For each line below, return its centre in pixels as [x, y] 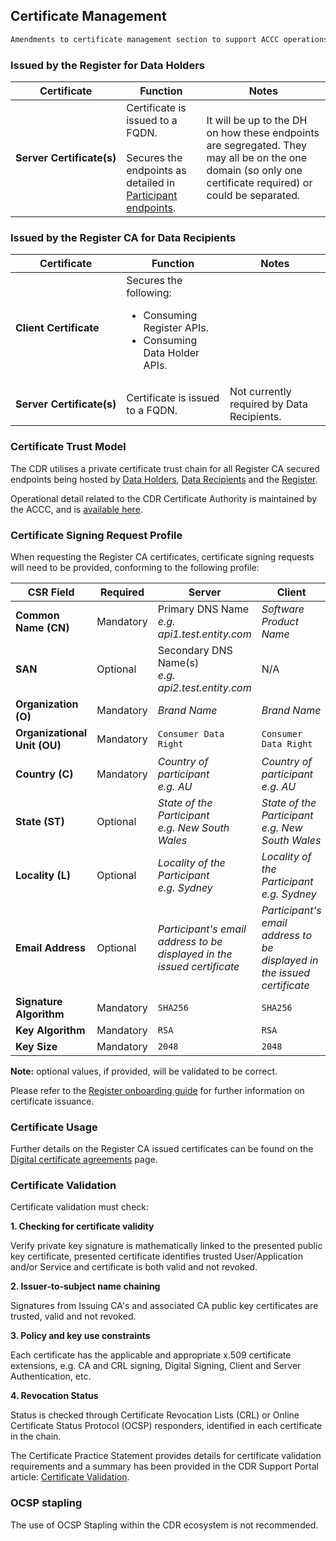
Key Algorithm [50, 1030]
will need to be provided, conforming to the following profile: [135, 567]
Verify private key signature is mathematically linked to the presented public [166, 1246]
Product [280, 621]
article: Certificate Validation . [70, 1477]
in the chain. [36, 1436]
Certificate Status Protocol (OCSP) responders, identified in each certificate [166, 1426]
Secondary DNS [195, 650]
